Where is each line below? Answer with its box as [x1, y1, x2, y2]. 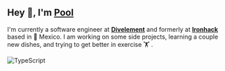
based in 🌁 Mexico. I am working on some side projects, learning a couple [7, 32, 219, 41]
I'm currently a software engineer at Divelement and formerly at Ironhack [7, 25, 219, 33]
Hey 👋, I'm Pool [7, 7, 74, 19]
